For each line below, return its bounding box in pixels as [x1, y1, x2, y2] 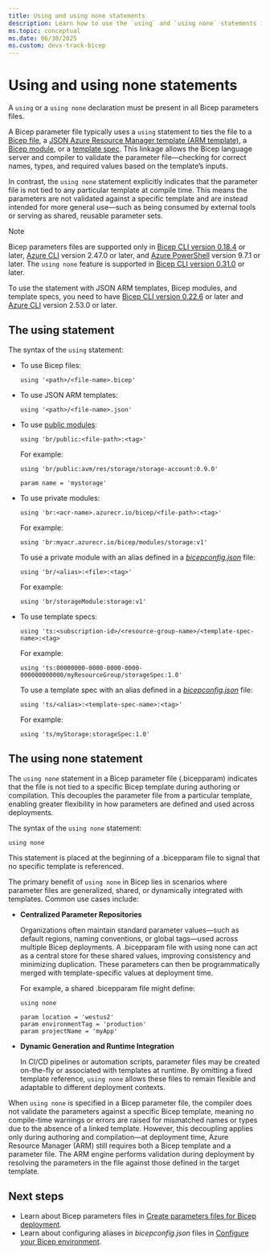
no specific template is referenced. [8, 861, 124, 871]
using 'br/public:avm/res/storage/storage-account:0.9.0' [19, 465, 219, 473]
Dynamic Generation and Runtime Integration [19, 1041, 175, 1051]
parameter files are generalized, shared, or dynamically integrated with [8, 885, 243, 895]
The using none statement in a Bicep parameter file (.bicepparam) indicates [8, 773, 258, 783]
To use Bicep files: [19, 360, 82, 370]
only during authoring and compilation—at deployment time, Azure [8, 1132, 229, 1141]
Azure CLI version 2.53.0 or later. [8, 301, 118, 310]
